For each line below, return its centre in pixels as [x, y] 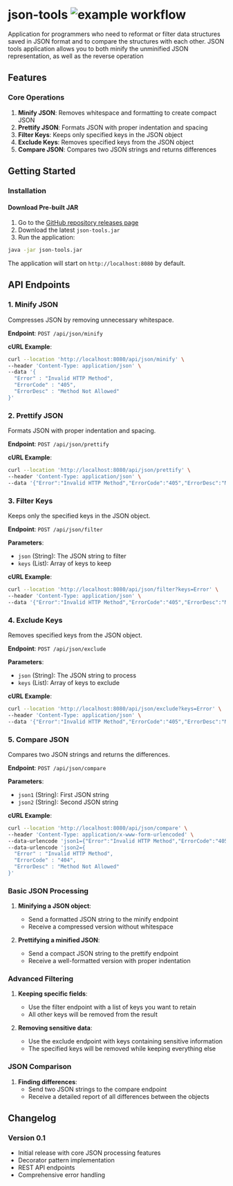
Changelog [32, 1119]
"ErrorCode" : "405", [45, 385]
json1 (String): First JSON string [63, 794]
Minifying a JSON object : [55, 906]
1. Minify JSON [33, 304]
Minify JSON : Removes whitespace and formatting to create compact [117, 112]
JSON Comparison [40, 1067]
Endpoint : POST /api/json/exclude [57, 648]
